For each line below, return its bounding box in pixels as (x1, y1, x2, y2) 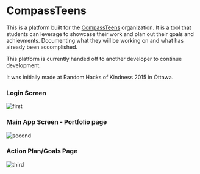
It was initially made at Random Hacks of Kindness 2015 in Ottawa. (6, 73, 174, 81)
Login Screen (6, 89, 47, 97)
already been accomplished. (6, 43, 78, 51)
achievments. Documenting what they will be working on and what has (6, 37, 184, 44)
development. (6, 62, 41, 69)
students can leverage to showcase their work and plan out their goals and (6, 30, 194, 37)
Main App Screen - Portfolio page (6, 118, 107, 126)
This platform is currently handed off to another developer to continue (6, 55, 182, 62)
